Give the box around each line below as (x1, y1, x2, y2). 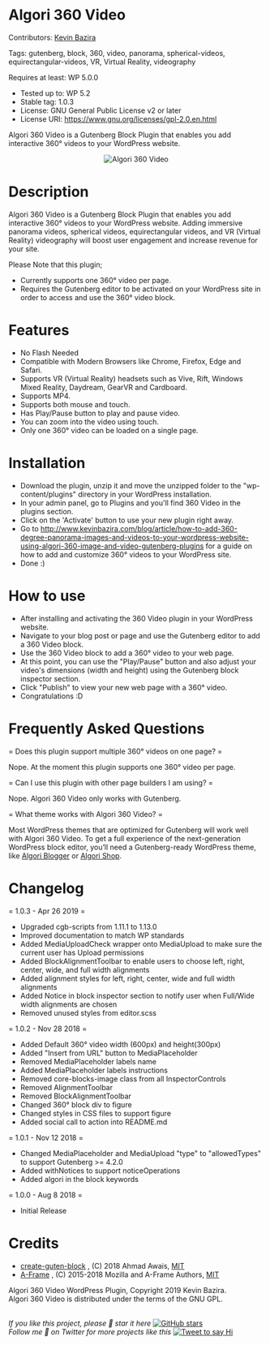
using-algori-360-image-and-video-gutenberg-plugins (19, 541, 204, 551)
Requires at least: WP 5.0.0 (8, 72, 99, 82)
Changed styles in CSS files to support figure (19, 1108, 172, 1118)
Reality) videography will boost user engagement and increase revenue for (8, 235, 258, 245)
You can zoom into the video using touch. (19, 416, 160, 427)
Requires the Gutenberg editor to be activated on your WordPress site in (19, 284, 261, 294)
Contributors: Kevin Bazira (8, 32, 96, 42)
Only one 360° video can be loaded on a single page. (19, 425, 199, 435)
